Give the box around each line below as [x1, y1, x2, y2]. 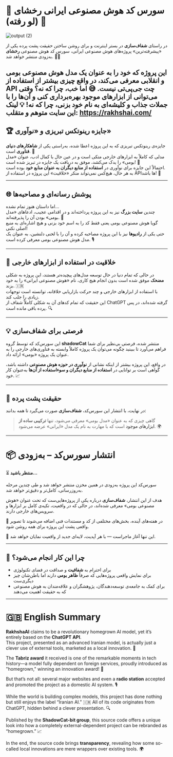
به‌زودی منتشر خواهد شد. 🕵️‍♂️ [6, 53, 61, 60]
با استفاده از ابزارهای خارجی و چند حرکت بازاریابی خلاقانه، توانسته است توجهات [6, 288, 158, 294]
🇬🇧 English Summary [6, 611, 101, 623]
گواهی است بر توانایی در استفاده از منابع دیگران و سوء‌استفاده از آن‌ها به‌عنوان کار [6, 367, 160, 373]
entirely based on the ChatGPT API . [6, 634, 82, 640]
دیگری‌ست [13, 578, 34, 584]
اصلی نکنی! [6, 225, 28, 231]
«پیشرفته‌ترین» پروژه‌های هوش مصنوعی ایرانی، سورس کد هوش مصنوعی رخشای [6, 48, 162, 54]
